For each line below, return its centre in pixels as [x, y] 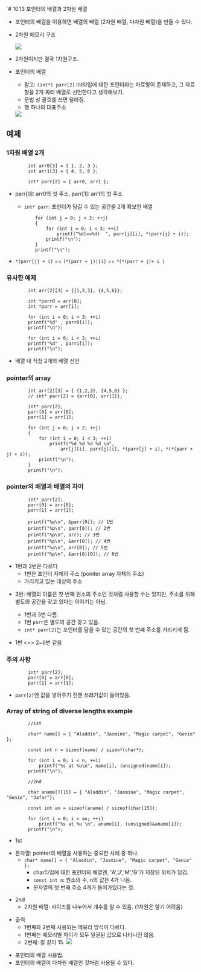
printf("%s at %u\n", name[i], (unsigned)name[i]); [105, 766]
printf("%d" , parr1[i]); [61, 344]
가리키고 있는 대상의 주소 [53, 581]
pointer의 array [29, 378]
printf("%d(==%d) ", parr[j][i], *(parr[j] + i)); [123, 234]
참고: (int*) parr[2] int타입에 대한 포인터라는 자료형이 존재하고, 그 [104, 84]
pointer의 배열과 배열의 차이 [45, 487]
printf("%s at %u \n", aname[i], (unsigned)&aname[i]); [110, 824]
